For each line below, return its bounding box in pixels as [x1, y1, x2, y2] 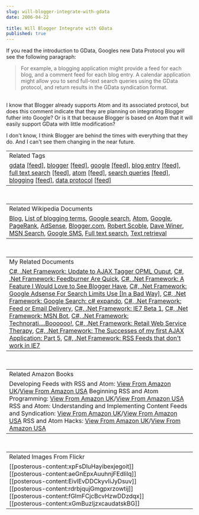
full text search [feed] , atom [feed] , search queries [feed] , [9, 169, 171, 177]
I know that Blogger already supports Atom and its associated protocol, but [6, 101, 189, 109]
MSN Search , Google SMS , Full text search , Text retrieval [9, 229, 167, 237]
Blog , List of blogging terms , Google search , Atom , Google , [9, 214, 172, 222]
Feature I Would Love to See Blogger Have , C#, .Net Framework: [9, 282, 187, 291]
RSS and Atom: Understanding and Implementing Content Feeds [9, 402, 188, 410]
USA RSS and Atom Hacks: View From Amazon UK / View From [9, 417, 181, 425]
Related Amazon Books [9, 370, 74, 379]
